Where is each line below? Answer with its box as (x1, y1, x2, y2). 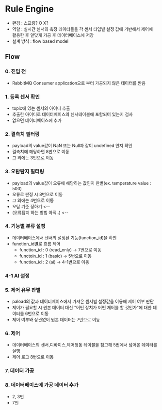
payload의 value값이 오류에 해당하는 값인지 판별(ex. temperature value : (12, 180, 151, 186)
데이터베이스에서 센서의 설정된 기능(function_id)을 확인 (12, 234, 117, 241)
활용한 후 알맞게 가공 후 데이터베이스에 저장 (12, 32, 94, 38)
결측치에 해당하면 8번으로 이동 (12, 149, 69, 155)
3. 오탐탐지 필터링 (5, 168, 45, 175)
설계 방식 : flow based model (12, 38, 69, 44)
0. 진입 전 (5, 68, 26, 75)
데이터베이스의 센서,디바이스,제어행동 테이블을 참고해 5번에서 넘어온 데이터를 (12, 342, 158, 348)
